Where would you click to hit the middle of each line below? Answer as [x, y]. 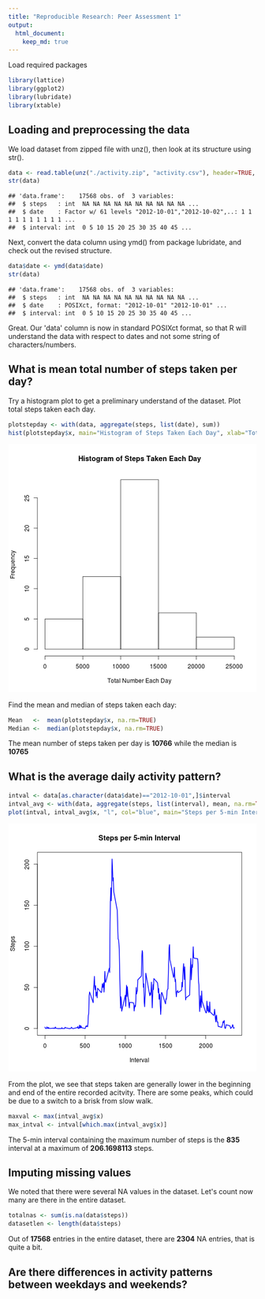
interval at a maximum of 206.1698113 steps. [81, 1148]
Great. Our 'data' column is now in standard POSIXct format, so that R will [127, 328]
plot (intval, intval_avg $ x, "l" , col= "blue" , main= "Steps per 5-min [123, 812]
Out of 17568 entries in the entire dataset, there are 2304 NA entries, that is [131, 1239]
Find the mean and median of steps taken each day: [93, 705]
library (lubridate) [40, 97]
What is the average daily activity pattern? [115, 776]
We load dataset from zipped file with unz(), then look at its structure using [130, 149]
